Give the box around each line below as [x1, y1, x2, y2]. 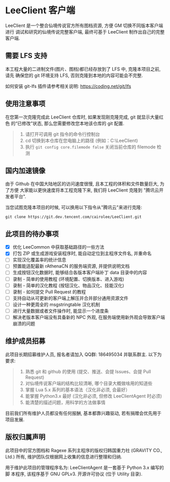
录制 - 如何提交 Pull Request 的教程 [12, 288, 86, 295]
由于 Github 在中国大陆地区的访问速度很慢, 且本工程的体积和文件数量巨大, [5, 181, 159, 187]
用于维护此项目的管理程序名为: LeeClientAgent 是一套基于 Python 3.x [5, 464, 150, 470]
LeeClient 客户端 [5, 5, 76, 16]
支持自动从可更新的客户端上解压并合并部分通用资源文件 [12, 295, 128, 301]
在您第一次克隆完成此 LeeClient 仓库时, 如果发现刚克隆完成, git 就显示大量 [5, 114, 159, 120]
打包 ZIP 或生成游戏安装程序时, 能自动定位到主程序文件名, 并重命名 [12, 250, 152, 257]
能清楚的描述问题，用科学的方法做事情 [25, 399, 106, 405]
